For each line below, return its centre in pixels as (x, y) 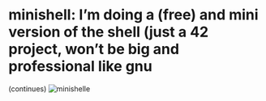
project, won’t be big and (94, 49)
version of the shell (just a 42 (109, 32)
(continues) (28, 88)
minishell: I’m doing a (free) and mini (133, 15)
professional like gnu (80, 67)
